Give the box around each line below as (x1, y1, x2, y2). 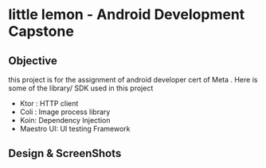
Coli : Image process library (19, 107, 111, 116)
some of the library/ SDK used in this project (8, 83, 154, 93)
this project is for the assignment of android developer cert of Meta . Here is (8, 75, 258, 84)
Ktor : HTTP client (19, 99, 79, 108)
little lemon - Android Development (8, 6, 245, 24)
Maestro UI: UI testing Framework (19, 124, 131, 133)
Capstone (8, 22, 74, 40)
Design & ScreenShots (8, 147, 122, 160)
